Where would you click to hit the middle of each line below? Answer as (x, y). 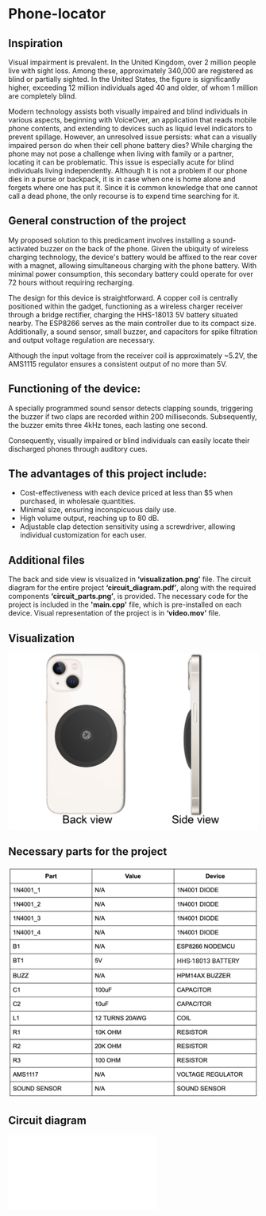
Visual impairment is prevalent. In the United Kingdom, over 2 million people (132, 62)
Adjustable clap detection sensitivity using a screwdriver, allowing (127, 526)
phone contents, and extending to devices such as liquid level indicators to (130, 128)
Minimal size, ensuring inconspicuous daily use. (98, 510)
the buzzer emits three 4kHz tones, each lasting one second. (108, 425)
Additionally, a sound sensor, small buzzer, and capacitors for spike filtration (133, 332)
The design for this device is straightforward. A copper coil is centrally (123, 297)
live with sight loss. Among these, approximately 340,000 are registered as (131, 71)
